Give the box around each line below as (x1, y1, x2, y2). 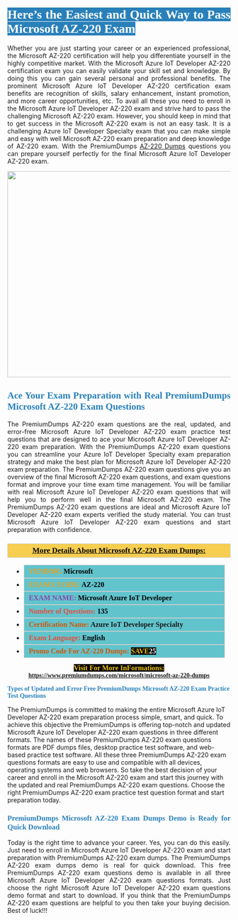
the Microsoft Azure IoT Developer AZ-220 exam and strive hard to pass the (7, 104, 231, 113)
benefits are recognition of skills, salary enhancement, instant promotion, (7, 89, 231, 97)
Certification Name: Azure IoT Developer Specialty (28, 621, 183, 629)
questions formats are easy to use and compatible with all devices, (7, 758, 203, 767)
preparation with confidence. (7, 525, 92, 533)
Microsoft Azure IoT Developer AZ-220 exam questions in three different (7, 728, 218, 737)
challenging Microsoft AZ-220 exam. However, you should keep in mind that (7, 111, 231, 120)
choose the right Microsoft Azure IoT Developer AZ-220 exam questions (7, 884, 231, 892)
